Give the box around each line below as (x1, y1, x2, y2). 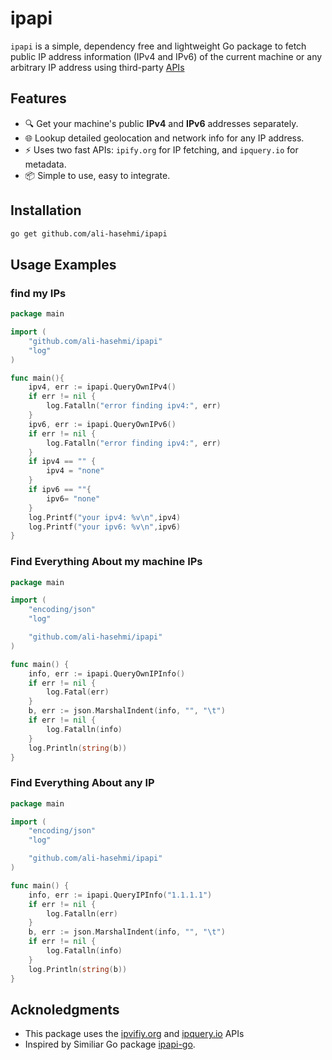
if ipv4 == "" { (28, 457, 97, 467)
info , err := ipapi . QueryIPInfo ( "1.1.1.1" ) (28, 890, 213, 900)
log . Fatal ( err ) (46, 687, 110, 697)
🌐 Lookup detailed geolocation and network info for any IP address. (24, 132, 305, 144)
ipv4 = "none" (46, 466, 105, 476)
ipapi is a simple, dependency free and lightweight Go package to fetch (10, 40, 307, 52)
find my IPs (10, 286, 67, 300)
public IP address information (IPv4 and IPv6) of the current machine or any (10, 50, 323, 62)
